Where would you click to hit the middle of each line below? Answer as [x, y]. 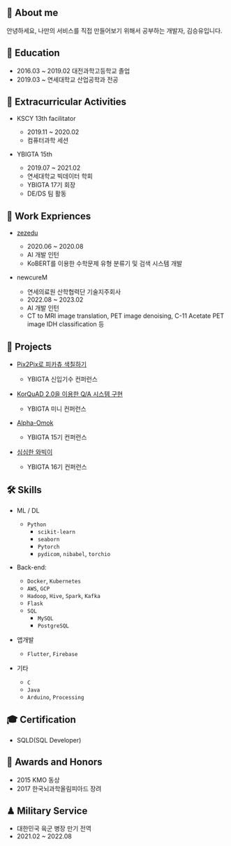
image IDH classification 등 [66, 324]
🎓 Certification [41, 720]
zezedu [27, 233]
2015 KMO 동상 [38, 780]
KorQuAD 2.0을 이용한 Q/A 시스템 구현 [70, 394]
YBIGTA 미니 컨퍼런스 [57, 409]
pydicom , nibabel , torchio [74, 553]
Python [37, 525]
